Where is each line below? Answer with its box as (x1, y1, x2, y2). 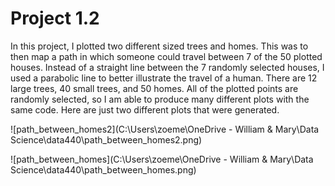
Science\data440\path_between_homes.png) (10, 163, 197, 176)
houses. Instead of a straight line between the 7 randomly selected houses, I (10, 61, 325, 73)
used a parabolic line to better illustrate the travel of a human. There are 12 (10, 72, 318, 84)
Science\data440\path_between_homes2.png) (10, 133, 203, 146)
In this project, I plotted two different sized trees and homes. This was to (10, 40, 309, 52)
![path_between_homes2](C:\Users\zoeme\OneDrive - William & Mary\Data (10, 123, 320, 135)
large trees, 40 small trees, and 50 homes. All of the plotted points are (10, 82, 299, 94)
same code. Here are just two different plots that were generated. (10, 103, 280, 116)
